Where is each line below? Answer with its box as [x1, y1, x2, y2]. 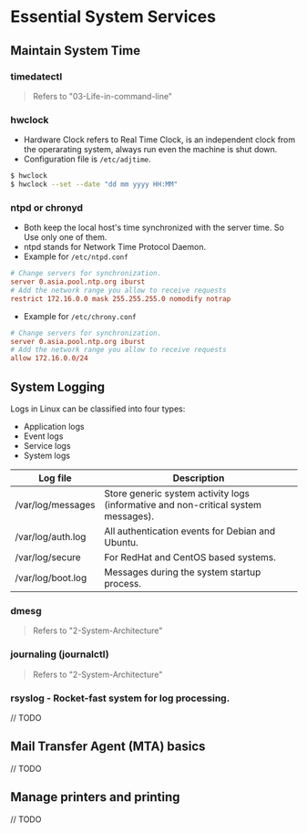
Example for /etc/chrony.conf [23, 310, 137, 321]
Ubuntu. [104, 536, 139, 549]
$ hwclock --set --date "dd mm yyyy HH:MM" [10, 180, 179, 189]
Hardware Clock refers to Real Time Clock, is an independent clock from [23, 134, 296, 145]
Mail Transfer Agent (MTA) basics [10, 739, 206, 755]
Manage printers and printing [10, 789, 180, 805]
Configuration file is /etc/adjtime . [23, 153, 151, 165]
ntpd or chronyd [10, 201, 84, 213]
